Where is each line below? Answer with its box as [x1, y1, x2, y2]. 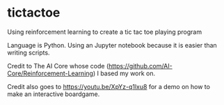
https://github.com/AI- [109, 61, 173, 70]
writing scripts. [7, 48, 50, 57]
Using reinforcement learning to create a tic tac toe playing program [7, 28, 202, 36]
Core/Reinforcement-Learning [7, 69, 94, 77]
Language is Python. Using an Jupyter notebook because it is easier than [7, 41, 217, 49]
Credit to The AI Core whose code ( [7, 61, 109, 70]
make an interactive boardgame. [7, 90, 100, 98]
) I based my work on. [93, 69, 156, 77]
